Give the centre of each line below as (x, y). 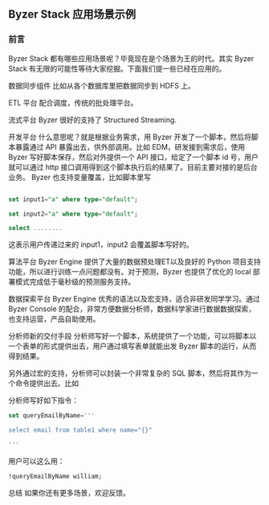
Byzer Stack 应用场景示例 (72, 14)
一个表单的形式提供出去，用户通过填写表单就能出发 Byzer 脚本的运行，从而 (132, 346)
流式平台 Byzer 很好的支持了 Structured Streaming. (92, 120)
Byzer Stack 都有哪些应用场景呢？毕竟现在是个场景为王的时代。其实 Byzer (131, 58)
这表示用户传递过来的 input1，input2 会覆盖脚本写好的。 (101, 244)
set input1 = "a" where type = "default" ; (73, 199)
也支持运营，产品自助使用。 (54, 319)
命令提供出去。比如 (47, 384)
